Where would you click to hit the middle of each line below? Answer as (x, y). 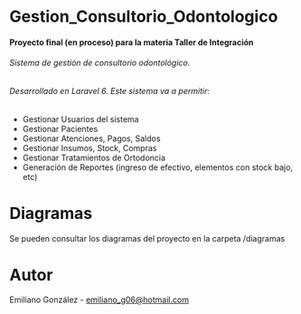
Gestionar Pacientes (60, 128)
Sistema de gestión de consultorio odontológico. (100, 63)
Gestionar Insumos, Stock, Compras (89, 147)
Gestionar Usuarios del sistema (80, 119)
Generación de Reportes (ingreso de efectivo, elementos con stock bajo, (158, 167)
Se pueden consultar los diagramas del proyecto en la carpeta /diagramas (147, 238)
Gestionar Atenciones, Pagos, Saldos (91, 138)
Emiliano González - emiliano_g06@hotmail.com (99, 300)
